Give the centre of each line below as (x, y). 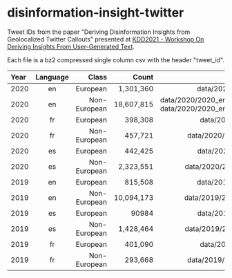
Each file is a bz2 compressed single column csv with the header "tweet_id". (116, 59)
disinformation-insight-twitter (96, 13)
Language (52, 77)
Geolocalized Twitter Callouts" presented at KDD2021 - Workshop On (106, 39)
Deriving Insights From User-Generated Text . (71, 46)
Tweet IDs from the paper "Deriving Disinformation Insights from (99, 32)
